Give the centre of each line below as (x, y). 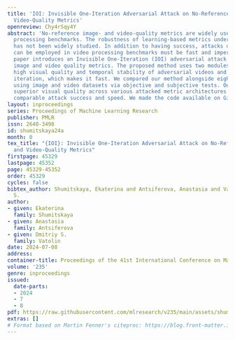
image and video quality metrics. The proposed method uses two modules (122, 66)
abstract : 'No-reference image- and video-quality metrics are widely (112, 33)
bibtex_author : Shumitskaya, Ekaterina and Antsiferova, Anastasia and (114, 189)
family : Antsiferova (43, 228)
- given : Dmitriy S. (37, 235)
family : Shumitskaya (43, 215)
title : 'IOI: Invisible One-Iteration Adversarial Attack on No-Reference (119, 14)
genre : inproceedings (39, 273)
